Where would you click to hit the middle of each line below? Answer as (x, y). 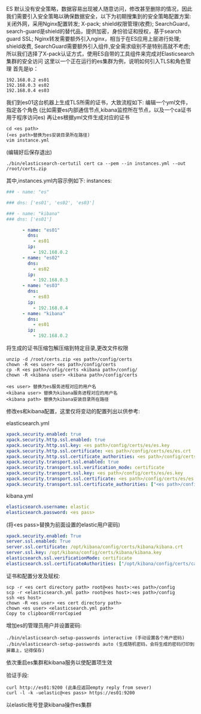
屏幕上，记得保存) (25, 651)
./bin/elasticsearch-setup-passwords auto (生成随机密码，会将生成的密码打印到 (100, 644)
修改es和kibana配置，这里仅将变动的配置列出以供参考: (73, 411)
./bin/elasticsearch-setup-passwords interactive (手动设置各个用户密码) (95, 638)
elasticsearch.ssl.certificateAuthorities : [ (64, 564)
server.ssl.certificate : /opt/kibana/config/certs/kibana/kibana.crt (95, 547)
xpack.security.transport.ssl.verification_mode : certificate (85, 468)
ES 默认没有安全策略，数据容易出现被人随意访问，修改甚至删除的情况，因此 (99, 9)
